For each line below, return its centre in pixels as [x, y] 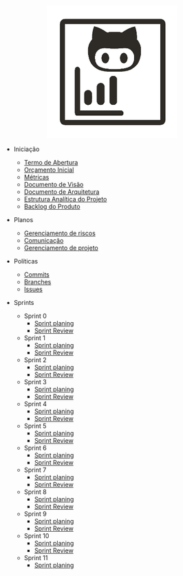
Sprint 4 [35, 404]
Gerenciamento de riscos [60, 233]
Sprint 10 [36, 535]
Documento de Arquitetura [62, 192]
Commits [36, 275]
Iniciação [26, 149]
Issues [33, 289]
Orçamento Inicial [49, 170]
